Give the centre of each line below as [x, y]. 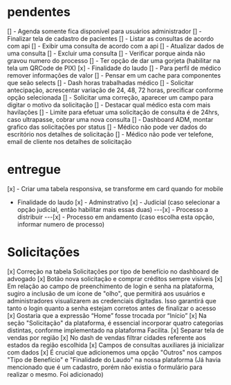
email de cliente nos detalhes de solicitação [70, 141]
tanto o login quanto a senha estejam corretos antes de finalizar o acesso [112, 308]
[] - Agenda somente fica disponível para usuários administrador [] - [104, 31]
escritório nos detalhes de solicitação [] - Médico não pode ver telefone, [110, 134]
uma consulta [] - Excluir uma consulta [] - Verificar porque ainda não [106, 53]
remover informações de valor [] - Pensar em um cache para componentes [114, 75]
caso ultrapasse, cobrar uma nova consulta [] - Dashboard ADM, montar [110, 119]
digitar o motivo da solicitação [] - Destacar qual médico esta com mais [109, 105]
